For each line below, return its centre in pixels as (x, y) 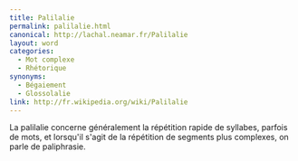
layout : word (34, 43)
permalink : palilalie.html (60, 26)
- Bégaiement (42, 85)
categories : (32, 52)
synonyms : (28, 77)
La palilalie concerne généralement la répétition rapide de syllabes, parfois (149, 128)
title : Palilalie (42, 18)
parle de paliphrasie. (48, 147)
